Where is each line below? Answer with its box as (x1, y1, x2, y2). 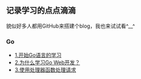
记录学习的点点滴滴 (6, 5, 76, 16)
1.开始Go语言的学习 (14, 52, 62, 59)
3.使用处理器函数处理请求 (14, 67, 76, 74)
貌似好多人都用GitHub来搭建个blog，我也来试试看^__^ (6, 22, 135, 29)
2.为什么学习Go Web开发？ (14, 59, 80, 66)
